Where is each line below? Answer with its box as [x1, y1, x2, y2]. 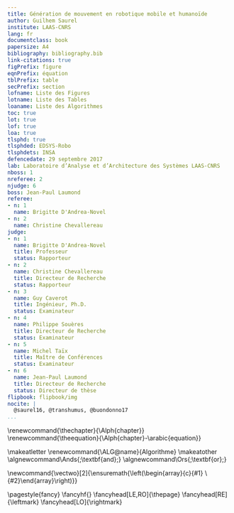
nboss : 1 [7, 168, 33, 176]
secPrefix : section [7, 83, 65, 90]
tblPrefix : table [7, 76, 59, 84]
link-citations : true [7, 57, 72, 64]
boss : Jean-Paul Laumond [7, 189, 81, 196]
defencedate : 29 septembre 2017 [7, 156, 103, 163]
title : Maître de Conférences [13, 354, 103, 361]
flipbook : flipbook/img [7, 394, 78, 401]
